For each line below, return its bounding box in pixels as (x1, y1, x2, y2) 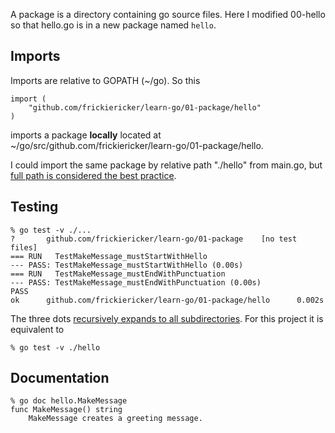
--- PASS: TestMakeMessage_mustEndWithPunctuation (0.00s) (10, 277, 262, 288)
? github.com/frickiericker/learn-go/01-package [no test (10, 234, 298, 244)
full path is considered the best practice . (10, 169, 177, 181)
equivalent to (10, 323, 65, 335)
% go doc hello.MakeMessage (10, 396, 128, 406)
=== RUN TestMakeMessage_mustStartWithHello (10, 251, 208, 261)
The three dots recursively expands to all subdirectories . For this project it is (10, 312, 324, 324)
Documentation (10, 370, 110, 387)
